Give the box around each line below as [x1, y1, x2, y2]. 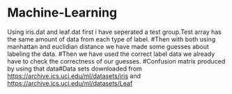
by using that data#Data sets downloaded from [7, 64, 143, 73]
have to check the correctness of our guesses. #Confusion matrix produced [7, 57, 226, 65]
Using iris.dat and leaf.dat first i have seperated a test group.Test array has [7, 28, 222, 36]
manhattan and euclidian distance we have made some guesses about [7, 42, 209, 50]
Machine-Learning [7, 5, 117, 21]
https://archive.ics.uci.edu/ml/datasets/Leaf [7, 79, 133, 87]
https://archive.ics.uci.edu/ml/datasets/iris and [7, 71, 141, 80]
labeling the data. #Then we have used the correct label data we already [7, 50, 215, 58]
